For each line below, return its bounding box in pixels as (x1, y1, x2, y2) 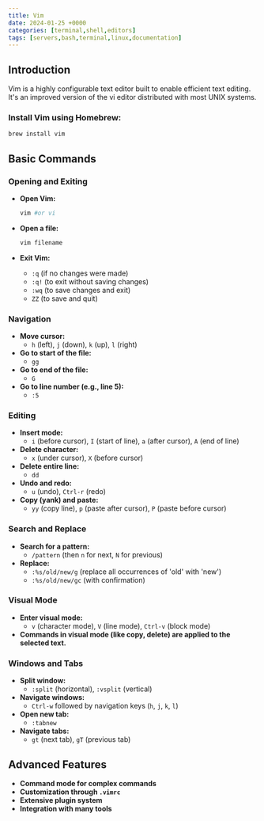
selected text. (19, 638, 66, 648)
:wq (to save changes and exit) (31, 285, 131, 295)
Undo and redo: (19, 478, 73, 488)
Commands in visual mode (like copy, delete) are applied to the (19, 629, 231, 639)
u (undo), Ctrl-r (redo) (31, 487, 107, 496)
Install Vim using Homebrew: (8, 112, 122, 123)
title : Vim (8, 11, 44, 20)
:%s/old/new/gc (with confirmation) (31, 575, 146, 584)
